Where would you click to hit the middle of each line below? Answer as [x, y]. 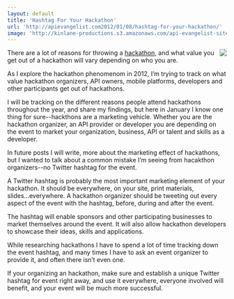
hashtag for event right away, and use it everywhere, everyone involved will [116, 281]
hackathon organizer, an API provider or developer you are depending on [112, 124]
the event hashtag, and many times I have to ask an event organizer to [108, 252]
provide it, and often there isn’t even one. [66, 260]
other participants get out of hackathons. [66, 89]
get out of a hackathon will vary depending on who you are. [93, 61]
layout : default [31, 14]
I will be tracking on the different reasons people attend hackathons [104, 102]
